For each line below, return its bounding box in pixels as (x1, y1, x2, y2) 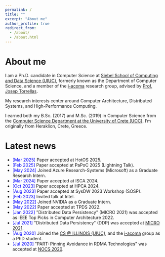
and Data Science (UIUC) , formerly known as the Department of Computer (5, 78, 157, 84)
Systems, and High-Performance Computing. (5, 103, 97, 109)
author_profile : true (5, 21, 50, 26)
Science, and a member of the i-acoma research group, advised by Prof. (5, 83, 153, 89)
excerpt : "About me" (5, 16, 48, 21)
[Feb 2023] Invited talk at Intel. (12, 193, 75, 199)
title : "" (5, 12, 26, 17)
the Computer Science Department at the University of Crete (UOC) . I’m (5, 118, 151, 124)
